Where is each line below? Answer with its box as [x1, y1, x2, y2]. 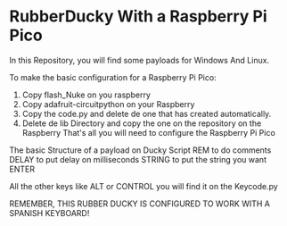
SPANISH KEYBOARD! [9, 207, 90, 218]
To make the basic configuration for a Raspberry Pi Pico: [9, 71, 217, 82]
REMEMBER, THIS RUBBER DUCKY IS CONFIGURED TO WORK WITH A [9, 198, 270, 209]
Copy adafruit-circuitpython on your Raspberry [21, 98, 195, 109]
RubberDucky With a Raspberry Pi [9, 6, 267, 27]
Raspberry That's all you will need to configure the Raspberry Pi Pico [21, 127, 276, 138]
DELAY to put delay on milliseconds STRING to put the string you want [9, 154, 267, 164]
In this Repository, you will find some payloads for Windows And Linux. [9, 54, 270, 65]
